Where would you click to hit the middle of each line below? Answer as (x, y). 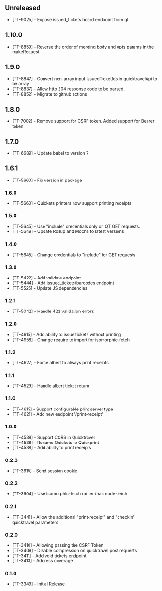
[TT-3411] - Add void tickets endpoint (49, 556)
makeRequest (26, 52)
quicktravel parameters (35, 522)
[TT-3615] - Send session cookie (45, 471)
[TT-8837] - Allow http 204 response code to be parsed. (68, 89)
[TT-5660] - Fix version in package (47, 180)
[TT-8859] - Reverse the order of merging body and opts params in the (83, 47)
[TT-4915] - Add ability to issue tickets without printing (66, 334)
